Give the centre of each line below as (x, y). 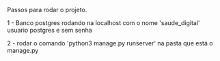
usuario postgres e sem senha (50, 30)
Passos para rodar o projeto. (47, 10)
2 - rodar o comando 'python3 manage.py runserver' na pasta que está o (110, 43)
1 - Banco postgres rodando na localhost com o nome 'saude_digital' (104, 23)
